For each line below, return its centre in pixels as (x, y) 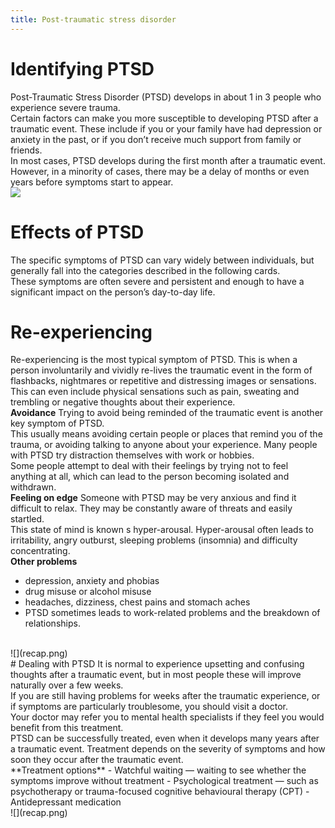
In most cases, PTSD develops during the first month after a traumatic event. (168, 160)
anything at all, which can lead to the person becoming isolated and (150, 477)
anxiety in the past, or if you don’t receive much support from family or (156, 139)
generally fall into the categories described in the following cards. (145, 270)
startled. (27, 519)
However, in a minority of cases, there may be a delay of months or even (160, 171)
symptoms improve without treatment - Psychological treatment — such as (164, 781)
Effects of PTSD (77, 232)
